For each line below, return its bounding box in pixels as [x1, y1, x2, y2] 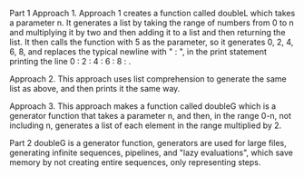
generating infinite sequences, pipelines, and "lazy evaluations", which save [9, 147, 293, 158]
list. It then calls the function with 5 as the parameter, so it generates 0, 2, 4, [9, 36, 294, 47]
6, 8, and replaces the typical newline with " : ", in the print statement [9, 46, 268, 57]
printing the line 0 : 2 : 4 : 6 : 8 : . [9, 56, 132, 66]
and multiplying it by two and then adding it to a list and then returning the [9, 27, 286, 37]
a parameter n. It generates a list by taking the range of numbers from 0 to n [9, 17, 295, 28]
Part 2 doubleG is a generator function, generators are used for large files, [9, 138, 288, 148]
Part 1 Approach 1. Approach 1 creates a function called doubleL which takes [9, 8, 296, 18]
